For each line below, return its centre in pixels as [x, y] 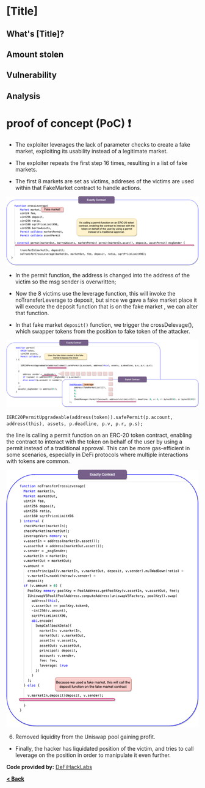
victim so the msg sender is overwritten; [66, 282]
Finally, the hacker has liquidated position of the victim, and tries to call [104, 749]
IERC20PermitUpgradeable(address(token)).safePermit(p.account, [90, 418]
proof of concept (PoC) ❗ [69, 123]
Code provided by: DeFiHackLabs [49, 767]
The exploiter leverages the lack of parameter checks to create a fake [103, 144]
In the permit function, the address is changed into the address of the [103, 275]
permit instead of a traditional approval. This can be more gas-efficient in [98, 448]
